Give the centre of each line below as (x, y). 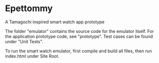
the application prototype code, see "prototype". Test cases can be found (79, 36)
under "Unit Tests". (24, 41)
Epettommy (29, 8)
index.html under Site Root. (32, 56)
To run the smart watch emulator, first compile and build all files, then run (79, 51)
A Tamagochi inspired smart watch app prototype (55, 22)
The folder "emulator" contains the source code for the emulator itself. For (79, 31)
